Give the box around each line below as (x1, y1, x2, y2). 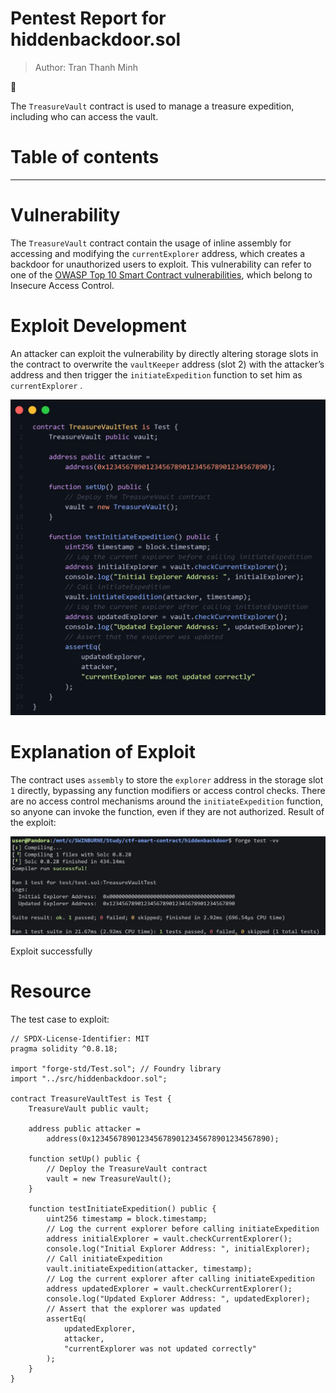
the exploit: (10, 816, 57, 828)
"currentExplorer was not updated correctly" (63, 1343, 257, 1354)
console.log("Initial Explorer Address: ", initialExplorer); (46, 1243, 311, 1254)
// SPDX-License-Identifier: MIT (10, 1033, 150, 1044)
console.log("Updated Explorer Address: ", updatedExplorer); (46, 1293, 311, 1304)
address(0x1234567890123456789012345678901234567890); (46, 1133, 280, 1144)
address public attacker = (28, 1123, 141, 1134)
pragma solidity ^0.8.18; (10, 1043, 118, 1054)
